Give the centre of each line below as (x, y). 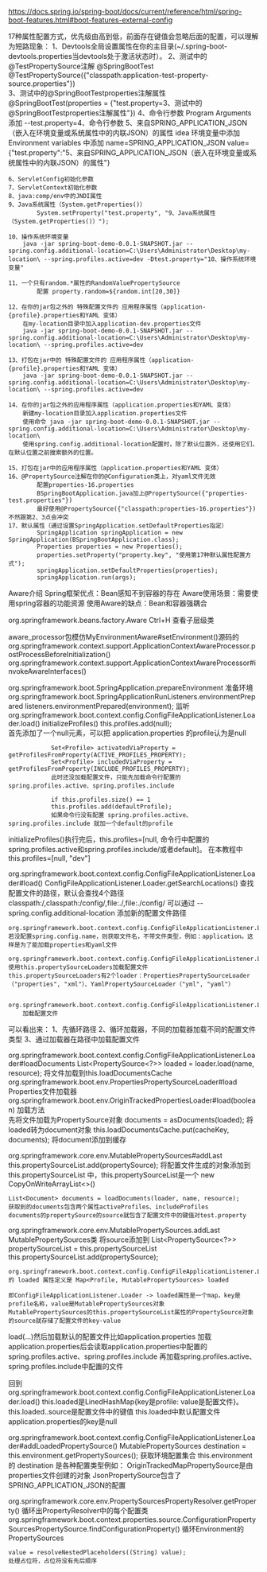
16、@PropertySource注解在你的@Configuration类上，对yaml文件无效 (112, 477)
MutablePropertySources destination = (182, 1446)
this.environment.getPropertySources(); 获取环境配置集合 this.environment (130, 1455)
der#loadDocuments (42, 1064)
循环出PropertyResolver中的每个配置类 (85, 1510)
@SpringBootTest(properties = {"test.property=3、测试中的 (105, 103)
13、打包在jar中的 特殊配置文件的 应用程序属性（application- (101, 360)
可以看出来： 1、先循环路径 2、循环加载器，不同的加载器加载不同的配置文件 (132, 1029)
